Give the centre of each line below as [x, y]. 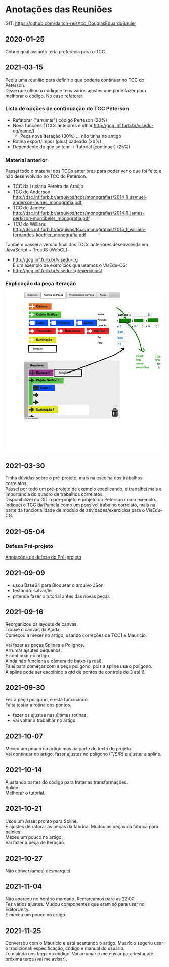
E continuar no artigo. [28, 655]
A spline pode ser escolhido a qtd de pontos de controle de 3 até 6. [75, 672]
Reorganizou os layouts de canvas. [42, 624]
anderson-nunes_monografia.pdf [47, 202]
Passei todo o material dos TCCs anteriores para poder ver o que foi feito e [83, 171]
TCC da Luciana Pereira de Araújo [48, 187]
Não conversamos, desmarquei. [38, 871]
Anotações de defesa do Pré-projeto [44, 557]
